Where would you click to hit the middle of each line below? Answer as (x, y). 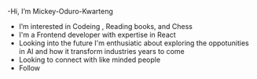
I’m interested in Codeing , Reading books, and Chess (106, 26)
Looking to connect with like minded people (90, 59)
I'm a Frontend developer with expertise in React (97, 35)
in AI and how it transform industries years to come (102, 51)
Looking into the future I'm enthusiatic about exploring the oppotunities (134, 43)
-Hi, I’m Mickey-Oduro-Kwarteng (60, 11)
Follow (29, 68)
